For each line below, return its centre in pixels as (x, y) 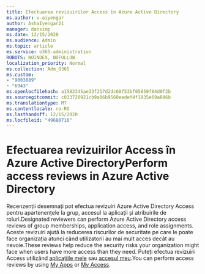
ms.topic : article (30, 46)
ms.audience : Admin (31, 40)
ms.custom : (20, 75)
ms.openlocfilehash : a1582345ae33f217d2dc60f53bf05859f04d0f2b (89, 92)
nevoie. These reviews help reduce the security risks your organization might (103, 245)
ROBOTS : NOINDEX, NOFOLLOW (41, 57)
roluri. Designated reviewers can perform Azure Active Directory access (96, 219)
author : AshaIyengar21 (35, 23)
